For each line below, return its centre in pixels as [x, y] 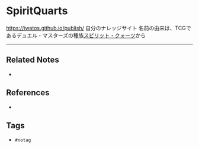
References [28, 93]
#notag [23, 140]
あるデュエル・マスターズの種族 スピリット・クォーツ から [76, 35]
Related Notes [33, 60]
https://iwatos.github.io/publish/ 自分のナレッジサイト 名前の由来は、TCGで [99, 28]
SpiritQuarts [37, 11]
